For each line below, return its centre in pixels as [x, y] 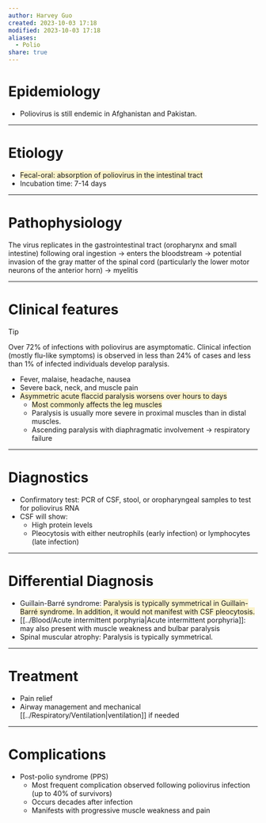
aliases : [23, 38]
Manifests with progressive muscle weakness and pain [121, 810]
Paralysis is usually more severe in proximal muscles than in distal [139, 412]
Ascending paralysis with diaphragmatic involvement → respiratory [141, 430]
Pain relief [36, 698]
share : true [28, 52]
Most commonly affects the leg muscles [97, 404]
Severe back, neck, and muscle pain [79, 387]
